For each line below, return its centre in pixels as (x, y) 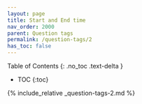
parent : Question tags (40, 33)
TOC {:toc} (33, 80)
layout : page (26, 14)
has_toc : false (29, 46)
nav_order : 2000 (31, 27)
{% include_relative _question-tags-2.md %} (71, 93)
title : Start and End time (47, 20)
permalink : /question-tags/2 (50, 40)
